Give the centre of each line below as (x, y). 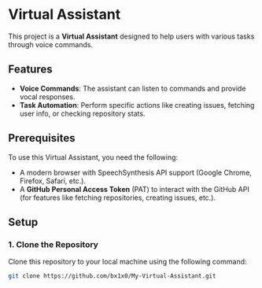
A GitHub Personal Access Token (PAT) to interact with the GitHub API (134, 189)
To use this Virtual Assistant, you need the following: (93, 157)
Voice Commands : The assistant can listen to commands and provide (133, 88)
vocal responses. (47, 97)
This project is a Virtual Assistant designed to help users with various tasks (131, 36)
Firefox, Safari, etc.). (53, 181)
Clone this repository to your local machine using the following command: (127, 262)
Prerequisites (42, 138)
